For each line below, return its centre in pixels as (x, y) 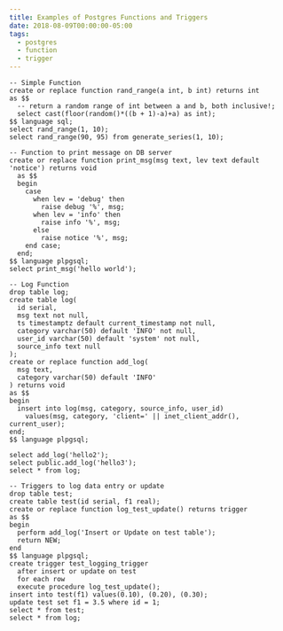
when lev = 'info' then (77, 214)
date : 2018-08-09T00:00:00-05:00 (71, 26)
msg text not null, (53, 315)
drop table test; (41, 494)
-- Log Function (39, 284)
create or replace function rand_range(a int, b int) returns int (134, 90)
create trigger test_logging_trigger (79, 564)
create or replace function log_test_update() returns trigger (129, 510)
